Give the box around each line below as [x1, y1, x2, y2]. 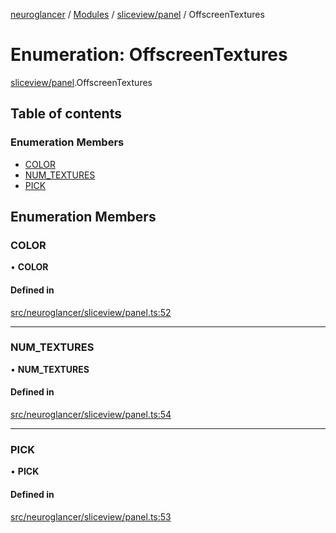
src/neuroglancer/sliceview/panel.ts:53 [10, 510, 172, 523]
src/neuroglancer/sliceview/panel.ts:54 [10, 409, 172, 421]
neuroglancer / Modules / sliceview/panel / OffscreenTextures [10, 9, 265, 20]
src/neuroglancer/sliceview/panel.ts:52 [10, 306, 172, 318]
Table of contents [10, 105, 122, 123]
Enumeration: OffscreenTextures [10, 44, 288, 66]
